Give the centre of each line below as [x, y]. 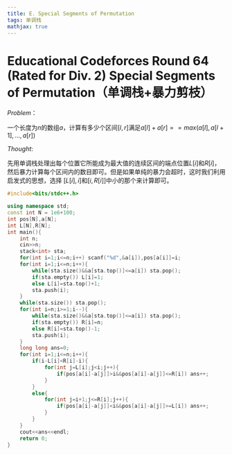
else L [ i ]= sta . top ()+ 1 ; [66, 284]
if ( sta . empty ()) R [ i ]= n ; [68, 322]
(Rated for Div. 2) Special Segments [111, 75]
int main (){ [24, 232]
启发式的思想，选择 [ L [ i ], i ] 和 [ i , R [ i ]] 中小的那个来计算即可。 [90, 180]
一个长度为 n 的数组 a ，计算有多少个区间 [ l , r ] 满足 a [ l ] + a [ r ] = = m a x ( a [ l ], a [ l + [115, 128]
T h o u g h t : [20, 149]
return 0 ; [34, 438]
